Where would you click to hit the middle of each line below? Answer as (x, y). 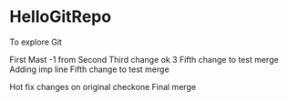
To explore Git (36, 42)
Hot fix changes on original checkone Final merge (103, 86)
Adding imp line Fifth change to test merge (90, 69)
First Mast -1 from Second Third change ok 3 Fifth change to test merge (144, 59)
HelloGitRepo (61, 17)
